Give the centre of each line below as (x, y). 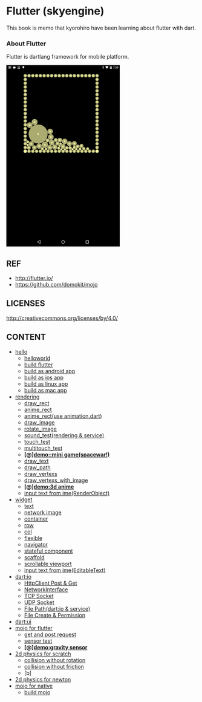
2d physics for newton (43, 679)
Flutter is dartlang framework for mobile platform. (68, 57)
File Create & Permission (55, 615)
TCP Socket (39, 596)
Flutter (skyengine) (55, 11)
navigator (36, 544)
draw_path (37, 467)
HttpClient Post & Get (50, 583)
